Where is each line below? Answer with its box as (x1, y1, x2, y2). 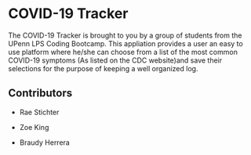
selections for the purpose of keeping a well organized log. (8, 63, 198, 73)
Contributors (8, 87, 73, 100)
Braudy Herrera (19, 138, 71, 147)
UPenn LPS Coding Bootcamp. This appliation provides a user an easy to (8, 38, 243, 48)
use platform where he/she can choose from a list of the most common (8, 47, 238, 56)
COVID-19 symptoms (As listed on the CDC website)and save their (8, 56, 223, 65)
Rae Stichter (19, 107, 60, 117)
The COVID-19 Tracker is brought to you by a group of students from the (8, 31, 242, 40)
